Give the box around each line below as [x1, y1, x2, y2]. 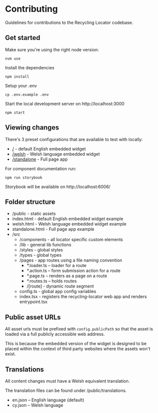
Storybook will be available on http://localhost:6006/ [5, 184, 111, 189]
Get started [5, 34, 40, 42]
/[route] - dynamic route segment [26, 283, 94, 289]
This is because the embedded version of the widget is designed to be [5, 341, 147, 347]
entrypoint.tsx [19, 299, 48, 305]
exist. [5, 351, 16, 357]
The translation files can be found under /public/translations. [5, 388, 127, 393]
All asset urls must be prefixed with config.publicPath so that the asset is [5, 326, 153, 332]
